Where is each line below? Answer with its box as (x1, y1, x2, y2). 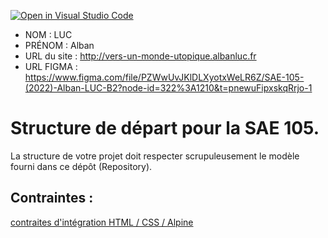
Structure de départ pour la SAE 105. (10, 117, 320, 140)
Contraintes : (10, 190, 94, 207)
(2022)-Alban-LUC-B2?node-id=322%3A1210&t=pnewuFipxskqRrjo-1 (24, 82, 313, 94)
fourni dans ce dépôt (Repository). (10, 160, 153, 172)
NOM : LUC (24, 29, 73, 40)
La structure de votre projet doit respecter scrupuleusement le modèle (10, 150, 300, 162)
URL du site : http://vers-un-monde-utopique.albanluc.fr (24, 50, 257, 62)
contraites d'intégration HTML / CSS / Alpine (10, 216, 194, 228)
